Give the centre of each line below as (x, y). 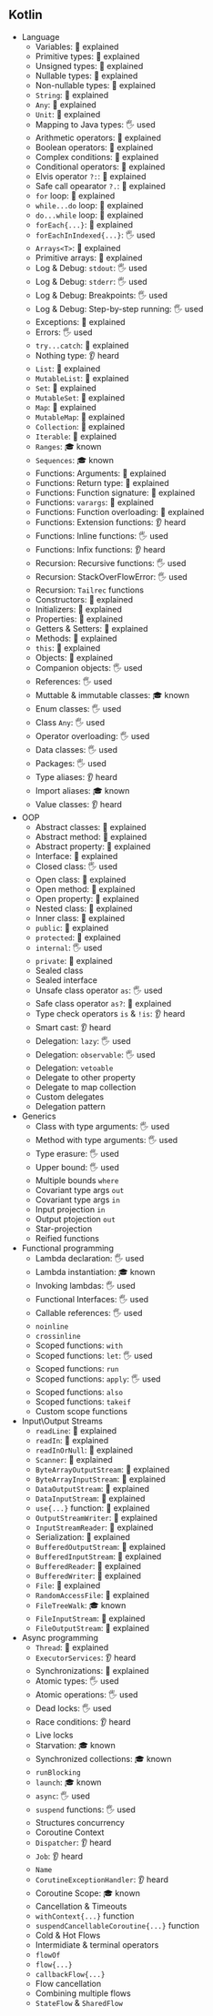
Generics (39, 1116)
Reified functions (67, 1238)
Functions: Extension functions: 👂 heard (111, 522)
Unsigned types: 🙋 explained (89, 66)
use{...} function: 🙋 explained (92, 1508)
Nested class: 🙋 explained (84, 908)
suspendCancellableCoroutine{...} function (117, 1925)
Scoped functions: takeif (83, 1402)
